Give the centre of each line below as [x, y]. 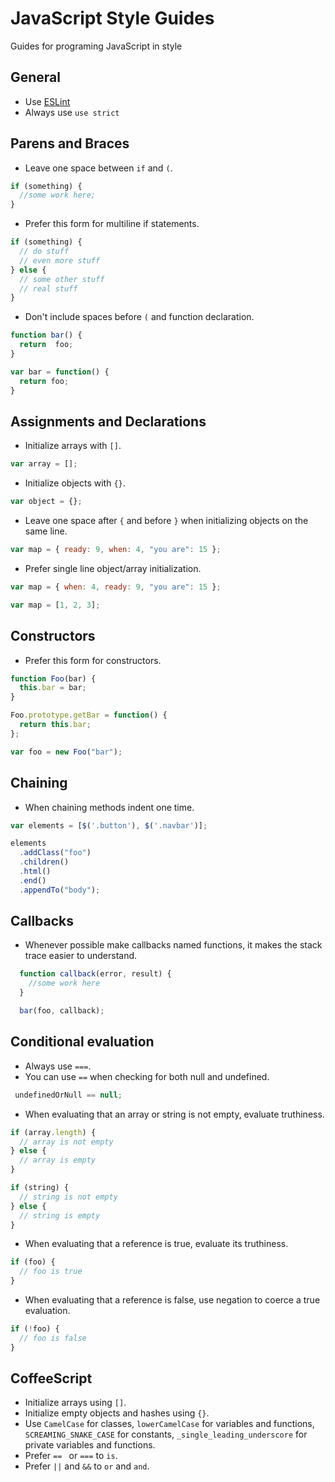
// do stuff [44, 252]
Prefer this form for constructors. [93, 660]
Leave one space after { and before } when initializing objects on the [166, 521]
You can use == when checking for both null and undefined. [147, 1076]
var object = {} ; [46, 502]
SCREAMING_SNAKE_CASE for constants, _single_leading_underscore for [166, 1434]
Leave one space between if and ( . [98, 168]
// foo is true [51, 1272]
